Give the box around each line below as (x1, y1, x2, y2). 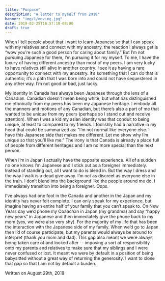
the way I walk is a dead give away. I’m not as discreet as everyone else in (5, 173, 155, 179)
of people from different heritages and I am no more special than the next (5, 142, 154, 148)
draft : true (5, 26, 29, 30)
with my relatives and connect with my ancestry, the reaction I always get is (5, 44, 158, 50)
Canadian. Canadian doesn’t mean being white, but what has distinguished (5, 95, 156, 101)
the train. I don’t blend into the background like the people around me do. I (5, 178, 156, 184)
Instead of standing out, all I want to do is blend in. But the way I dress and (5, 168, 156, 173)
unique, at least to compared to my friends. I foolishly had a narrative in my (5, 121, 157, 128)
